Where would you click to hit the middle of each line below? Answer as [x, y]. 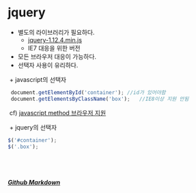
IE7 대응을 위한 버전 [54, 48]
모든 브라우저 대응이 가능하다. [57, 57]
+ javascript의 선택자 [38, 79]
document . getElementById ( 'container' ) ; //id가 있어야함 [88, 92]
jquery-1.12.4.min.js [55, 40]
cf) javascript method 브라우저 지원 [58, 113]
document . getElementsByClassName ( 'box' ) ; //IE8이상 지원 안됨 [100, 99]
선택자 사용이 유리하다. [48, 65]
